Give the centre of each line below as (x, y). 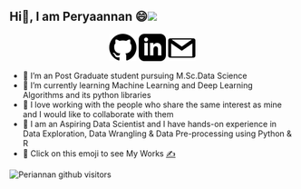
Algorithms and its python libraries (87, 94)
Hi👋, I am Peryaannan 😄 (78, 17)
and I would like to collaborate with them (98, 114)
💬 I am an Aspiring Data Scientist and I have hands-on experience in (150, 124)
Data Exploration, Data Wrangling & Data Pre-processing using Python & (157, 134)
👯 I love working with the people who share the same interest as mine (152, 104)
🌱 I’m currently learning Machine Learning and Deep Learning (138, 85)
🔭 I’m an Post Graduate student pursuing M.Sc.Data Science (135, 75)
